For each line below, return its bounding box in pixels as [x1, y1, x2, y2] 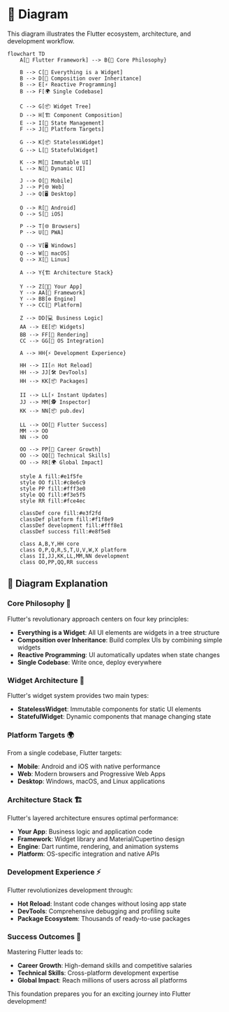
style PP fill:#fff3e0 [20, 485, 86, 492]
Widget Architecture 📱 [7, 675, 85, 685]
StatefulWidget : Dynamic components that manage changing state [17, 712, 212, 720]
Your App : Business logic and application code [17, 827, 153, 836]
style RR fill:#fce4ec [20, 497, 86, 505]
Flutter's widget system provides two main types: [7, 691, 149, 699]
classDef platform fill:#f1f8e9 [20, 516, 114, 523]
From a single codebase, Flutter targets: [7, 749, 122, 757]
